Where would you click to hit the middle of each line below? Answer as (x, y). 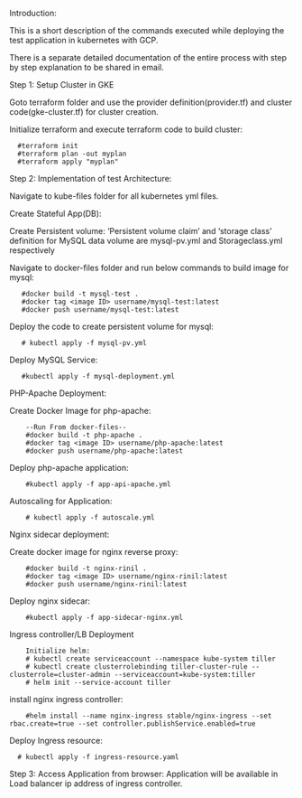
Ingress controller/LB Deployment (72, 634)
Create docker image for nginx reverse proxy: (94, 552)
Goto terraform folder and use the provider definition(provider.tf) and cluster (151, 102)
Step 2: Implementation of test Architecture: (91, 178)
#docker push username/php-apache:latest (104, 451)
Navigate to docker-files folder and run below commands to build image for (149, 268)
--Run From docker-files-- (76, 427)
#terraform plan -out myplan (72, 154)
